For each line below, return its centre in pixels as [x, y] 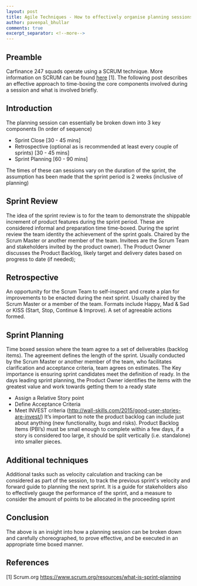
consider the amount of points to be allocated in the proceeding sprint [91, 499]
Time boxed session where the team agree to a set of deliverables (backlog [97, 349]
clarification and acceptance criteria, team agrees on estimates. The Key [94, 368]
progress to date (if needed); [41, 259]
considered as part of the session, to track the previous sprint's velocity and [98, 480]
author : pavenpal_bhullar [38, 22]
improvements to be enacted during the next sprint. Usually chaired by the [96, 298]
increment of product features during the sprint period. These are [85, 221]
